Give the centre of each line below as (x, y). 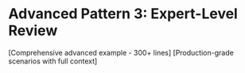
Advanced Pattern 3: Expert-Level (123, 14)
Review (33, 31)
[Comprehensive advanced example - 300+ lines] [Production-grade (121, 52)
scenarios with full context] (53, 61)
